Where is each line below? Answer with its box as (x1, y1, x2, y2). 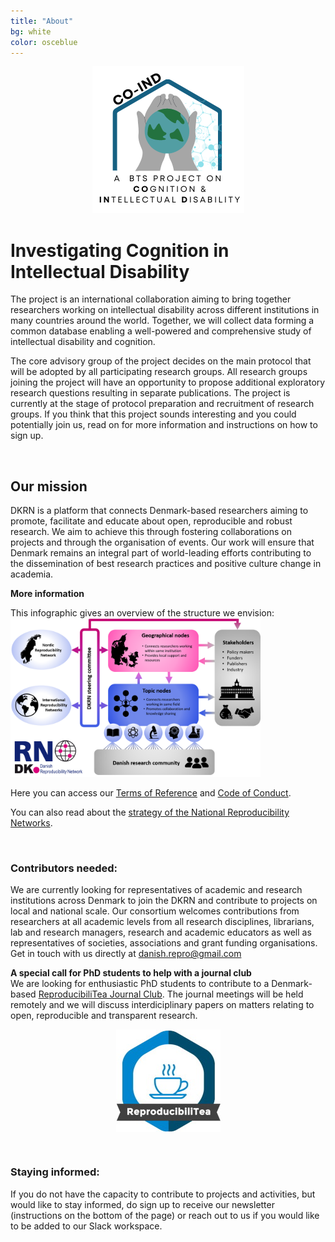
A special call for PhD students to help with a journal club (10, 967, 252, 979)
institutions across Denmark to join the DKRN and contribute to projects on (10, 895, 318, 907)
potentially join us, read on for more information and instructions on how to (10, 419, 318, 431)
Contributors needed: (10, 861, 118, 875)
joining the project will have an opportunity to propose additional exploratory (10, 376, 326, 389)
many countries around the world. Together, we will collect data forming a (10, 315, 315, 327)
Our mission (10, 478, 88, 495)
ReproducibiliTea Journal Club (38, 988, 163, 1000)
